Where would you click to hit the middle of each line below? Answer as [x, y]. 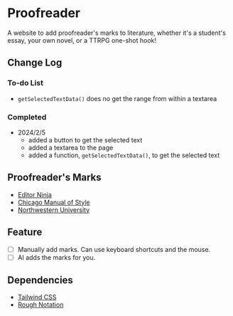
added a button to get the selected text [85, 139]
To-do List [26, 83]
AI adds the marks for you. [56, 257]
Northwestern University [54, 210]
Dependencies [40, 280]
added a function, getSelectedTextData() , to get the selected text [124, 155]
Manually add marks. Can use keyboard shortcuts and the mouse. [114, 249]
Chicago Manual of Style [54, 202]
